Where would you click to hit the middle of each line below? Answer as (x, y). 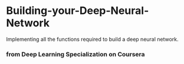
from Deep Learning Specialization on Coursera (76, 54)
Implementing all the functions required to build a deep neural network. (92, 39)
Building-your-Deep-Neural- (78, 11)
